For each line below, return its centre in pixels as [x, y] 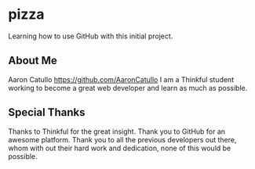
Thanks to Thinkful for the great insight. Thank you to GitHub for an [117, 131]
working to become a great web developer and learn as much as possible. [128, 88]
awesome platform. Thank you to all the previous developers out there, [122, 139]
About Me [33, 61]
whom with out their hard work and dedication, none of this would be [120, 148]
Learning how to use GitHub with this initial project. [91, 36]
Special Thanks [47, 112]
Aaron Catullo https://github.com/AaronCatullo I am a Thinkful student [121, 79]
